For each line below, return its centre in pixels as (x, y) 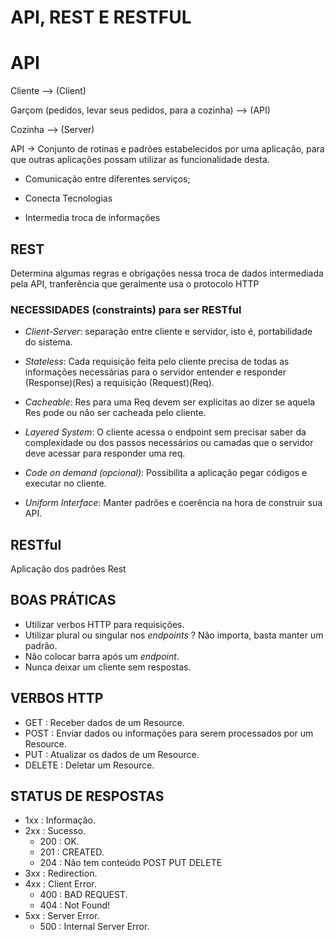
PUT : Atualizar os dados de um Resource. (112, 754)
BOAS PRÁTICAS (63, 600)
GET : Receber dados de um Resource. (104, 722)
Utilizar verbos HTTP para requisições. (104, 624)
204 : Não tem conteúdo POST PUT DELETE (131, 863)
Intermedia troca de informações (92, 218)
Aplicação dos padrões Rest (68, 569)
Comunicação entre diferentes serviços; (107, 179)
